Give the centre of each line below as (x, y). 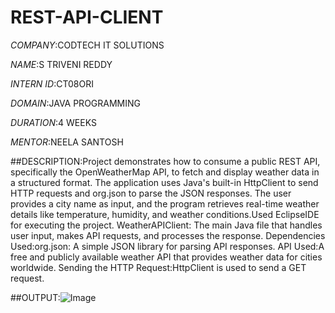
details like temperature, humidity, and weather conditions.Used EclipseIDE (165, 214)
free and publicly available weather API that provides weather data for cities (166, 257)
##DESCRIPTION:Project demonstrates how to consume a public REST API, (165, 161)
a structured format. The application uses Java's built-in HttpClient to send (164, 182)
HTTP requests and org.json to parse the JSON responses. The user (151, 193)
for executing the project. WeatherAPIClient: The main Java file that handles (166, 225)
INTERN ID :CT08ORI (52, 83)
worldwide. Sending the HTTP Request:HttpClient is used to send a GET (158, 267)
